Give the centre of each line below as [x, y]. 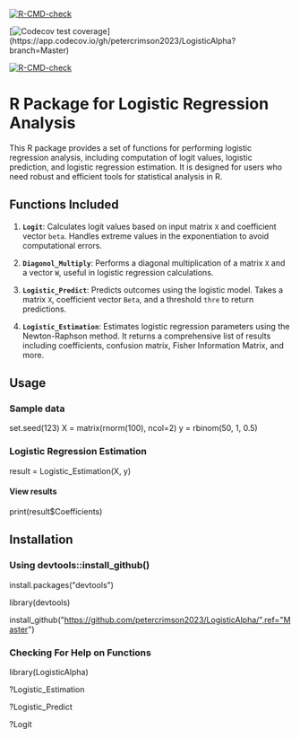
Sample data [37, 409]
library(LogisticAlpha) [49, 672]
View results [33, 492]
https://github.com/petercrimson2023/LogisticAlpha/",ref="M [177, 619]
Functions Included [64, 205]
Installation [41, 540]
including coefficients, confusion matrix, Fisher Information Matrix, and [153, 345]
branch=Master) [39, 50]
